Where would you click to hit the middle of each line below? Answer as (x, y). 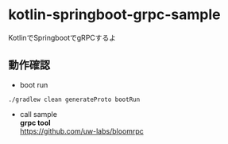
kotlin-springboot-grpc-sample (114, 15)
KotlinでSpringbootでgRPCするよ (62, 37)
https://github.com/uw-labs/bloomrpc (82, 131)
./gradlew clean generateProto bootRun (74, 99)
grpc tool (35, 123)
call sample (39, 114)
